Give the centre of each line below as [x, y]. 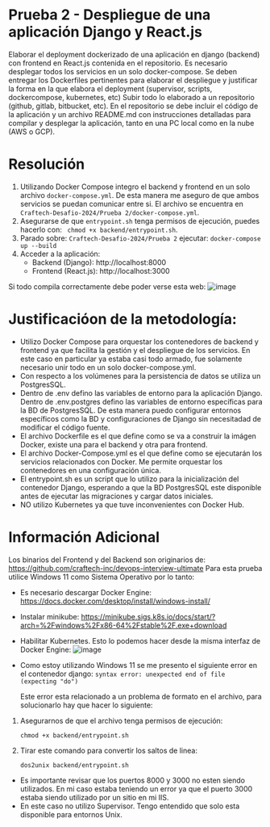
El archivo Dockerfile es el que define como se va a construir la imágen [138, 436]
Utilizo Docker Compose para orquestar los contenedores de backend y [139, 342]
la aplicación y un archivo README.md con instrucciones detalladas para [130, 114]
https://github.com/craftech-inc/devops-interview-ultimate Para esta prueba [135, 568]
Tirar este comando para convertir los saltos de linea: [108, 750]
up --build [38, 246]
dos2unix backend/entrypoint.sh [74, 765]
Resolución [47, 164]
